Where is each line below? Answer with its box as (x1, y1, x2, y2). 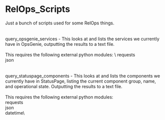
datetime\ (5, 110, 25, 116)
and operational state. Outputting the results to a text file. (5, 83, 123, 89)
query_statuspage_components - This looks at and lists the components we (5, 73, 161, 79)
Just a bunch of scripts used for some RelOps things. (5, 20, 115, 26)
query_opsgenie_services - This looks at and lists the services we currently (5, 36, 160, 42)
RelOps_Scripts (5, 3, 70, 15)
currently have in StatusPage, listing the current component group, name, (5, 78, 156, 84)
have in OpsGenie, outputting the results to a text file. (5, 41, 115, 47)
